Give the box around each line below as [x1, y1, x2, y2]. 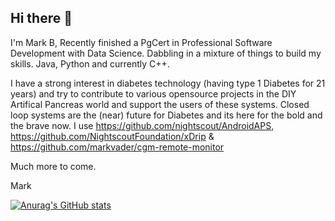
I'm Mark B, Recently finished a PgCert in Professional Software [10, 36, 273, 48]
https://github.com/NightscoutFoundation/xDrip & [10, 130, 215, 142]
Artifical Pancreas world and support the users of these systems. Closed [10, 98, 310, 110]
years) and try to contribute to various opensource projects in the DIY [10, 87, 297, 100]
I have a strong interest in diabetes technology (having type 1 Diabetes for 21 [10, 77, 326, 89]
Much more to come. [10, 160, 97, 172]
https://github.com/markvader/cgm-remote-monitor [10, 141, 225, 153]
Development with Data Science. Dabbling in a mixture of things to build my [10, 47, 322, 59]
